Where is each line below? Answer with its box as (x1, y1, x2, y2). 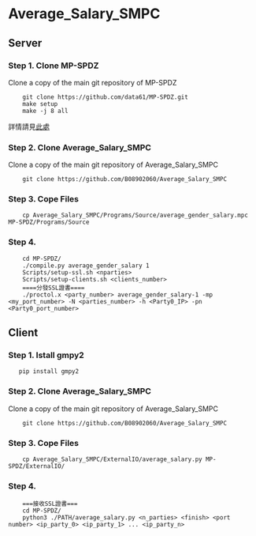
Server (8, 36, 43, 50)
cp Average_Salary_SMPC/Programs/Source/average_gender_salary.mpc (22, 211, 248, 220)
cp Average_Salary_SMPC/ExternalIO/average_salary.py (22, 455, 202, 463)
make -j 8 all (22, 107, 69, 115)
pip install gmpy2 (18, 368, 80, 376)
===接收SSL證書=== (22, 500, 78, 508)
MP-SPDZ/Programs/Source (8, 218, 90, 226)
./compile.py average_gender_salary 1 (22, 262, 150, 270)
